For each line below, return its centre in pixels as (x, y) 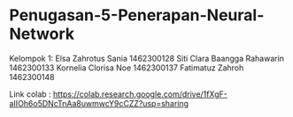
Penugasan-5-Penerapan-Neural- (137, 15)
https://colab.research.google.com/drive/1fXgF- (140, 94)
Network (42, 34)
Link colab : (30, 94)
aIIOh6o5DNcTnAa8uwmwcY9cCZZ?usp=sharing (99, 103)
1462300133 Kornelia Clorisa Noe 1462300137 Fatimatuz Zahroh (127, 68)
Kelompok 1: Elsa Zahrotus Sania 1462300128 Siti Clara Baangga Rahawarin (147, 58)
